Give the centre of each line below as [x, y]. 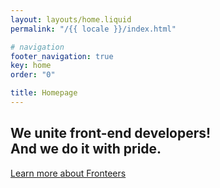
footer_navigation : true [62, 56]
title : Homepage [44, 93]
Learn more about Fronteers [68, 173]
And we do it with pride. [86, 149]
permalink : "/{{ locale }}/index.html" [93, 29]
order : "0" [33, 75]
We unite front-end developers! [111, 133]
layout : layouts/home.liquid [71, 19]
